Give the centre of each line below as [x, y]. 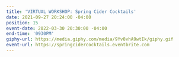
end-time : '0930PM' [30, 34]
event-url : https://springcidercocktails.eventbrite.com [78, 45]
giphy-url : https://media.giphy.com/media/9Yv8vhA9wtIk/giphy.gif [90, 39]
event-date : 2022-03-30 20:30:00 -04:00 [57, 28]
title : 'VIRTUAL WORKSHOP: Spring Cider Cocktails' [71, 12]
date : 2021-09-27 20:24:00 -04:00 [49, 17]
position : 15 [22, 23]
